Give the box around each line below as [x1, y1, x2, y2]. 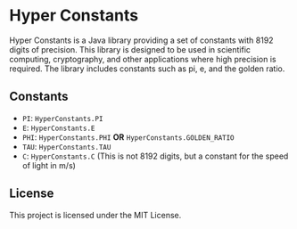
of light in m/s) [21, 159, 76, 170]
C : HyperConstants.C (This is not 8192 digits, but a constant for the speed [21, 151, 289, 161]
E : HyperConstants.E [21, 122, 95, 133]
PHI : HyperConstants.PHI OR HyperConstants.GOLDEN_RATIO [21, 131, 235, 143]
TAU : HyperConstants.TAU [21, 141, 111, 151]
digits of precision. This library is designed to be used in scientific [9, 44, 252, 54]
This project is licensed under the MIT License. [9, 209, 182, 220]
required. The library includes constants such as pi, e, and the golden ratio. [9, 63, 285, 74]
